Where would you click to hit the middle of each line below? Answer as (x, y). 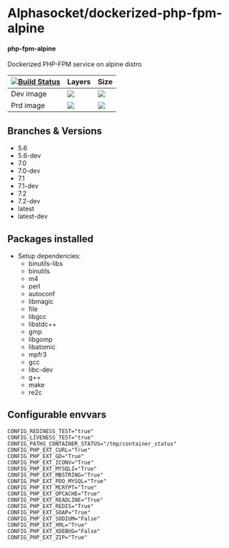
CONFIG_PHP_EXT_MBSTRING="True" (55, 475)
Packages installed (51, 239)
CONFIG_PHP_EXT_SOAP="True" (49, 512)
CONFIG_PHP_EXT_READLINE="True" (55, 500)
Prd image (28, 106)
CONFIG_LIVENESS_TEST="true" (51, 437)
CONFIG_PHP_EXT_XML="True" (47, 525)
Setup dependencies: (49, 256)
